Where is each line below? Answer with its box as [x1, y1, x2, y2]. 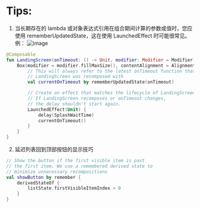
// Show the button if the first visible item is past [6, 158, 145, 164]
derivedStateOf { [17, 180, 60, 186]
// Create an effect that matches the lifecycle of [27, 90, 159, 96]
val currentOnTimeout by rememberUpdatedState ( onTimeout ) [27, 79, 174, 85]
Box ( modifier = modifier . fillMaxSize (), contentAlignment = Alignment [17, 63, 196, 69]
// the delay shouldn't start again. [27, 101, 121, 107]
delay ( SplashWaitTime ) [37, 112, 95, 118]
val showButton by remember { [6, 174, 82, 180]
